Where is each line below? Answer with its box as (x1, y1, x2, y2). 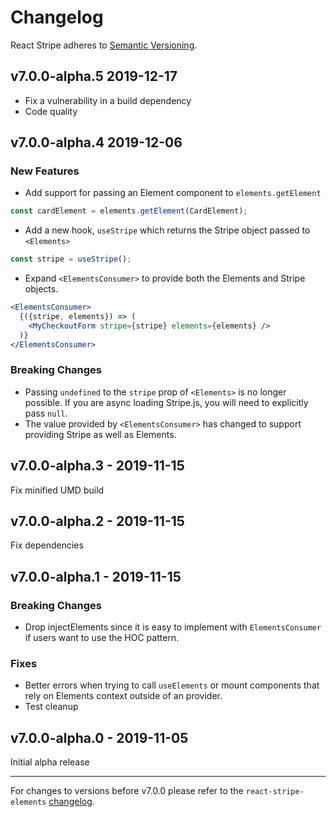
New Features (10, 164, 80, 178)
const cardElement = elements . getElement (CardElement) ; (10, 206, 248, 216)
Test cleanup (24, 701, 79, 713)
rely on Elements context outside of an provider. (24, 690, 223, 702)
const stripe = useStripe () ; (10, 254, 132, 265)
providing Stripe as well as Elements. (24, 428, 177, 440)
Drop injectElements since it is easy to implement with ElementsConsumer (24, 621, 322, 633)
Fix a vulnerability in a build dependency (24, 94, 192, 106)
